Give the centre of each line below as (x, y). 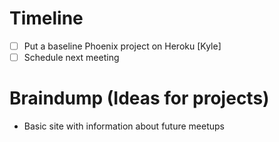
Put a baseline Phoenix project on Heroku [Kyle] (122, 46)
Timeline (46, 18)
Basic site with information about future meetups (124, 126)
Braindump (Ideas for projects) (139, 98)
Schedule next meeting (71, 57)
